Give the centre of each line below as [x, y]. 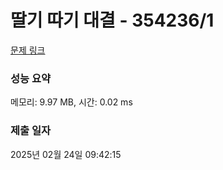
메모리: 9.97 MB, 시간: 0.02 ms [71, 102]
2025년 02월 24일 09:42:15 [66, 154]
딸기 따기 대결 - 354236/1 [112, 20]
